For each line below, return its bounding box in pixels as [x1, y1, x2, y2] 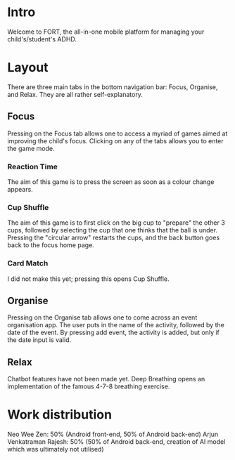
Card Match [7, 258, 49, 268]
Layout [7, 60, 49, 76]
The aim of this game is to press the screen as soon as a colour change [7, 177, 215, 186]
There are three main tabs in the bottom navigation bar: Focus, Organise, [7, 82, 218, 91]
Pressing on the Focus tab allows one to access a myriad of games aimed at [7, 129, 228, 138]
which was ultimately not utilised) [7, 445, 104, 454]
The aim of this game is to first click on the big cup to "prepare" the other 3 [7, 218, 225, 227]
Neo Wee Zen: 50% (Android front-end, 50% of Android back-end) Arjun [7, 430, 219, 439]
